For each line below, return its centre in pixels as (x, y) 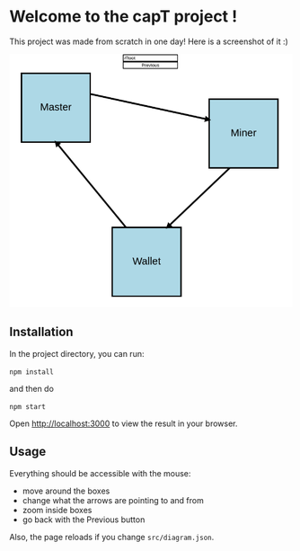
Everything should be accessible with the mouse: (100, 473)
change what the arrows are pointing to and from (113, 500)
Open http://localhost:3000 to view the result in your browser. (124, 423)
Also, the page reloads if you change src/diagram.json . (112, 537)
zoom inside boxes (57, 510)
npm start (28, 406)
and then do (31, 388)
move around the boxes (66, 491)
